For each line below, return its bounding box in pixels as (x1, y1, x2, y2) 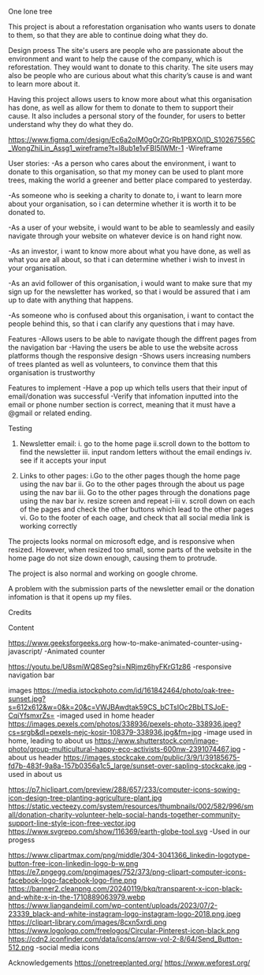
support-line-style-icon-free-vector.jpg (8, 819, 136, 827)
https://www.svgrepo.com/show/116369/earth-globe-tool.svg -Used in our (8, 827, 251, 836)
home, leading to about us (8, 736, 93, 745)
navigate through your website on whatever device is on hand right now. (8, 231, 243, 240)
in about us (26, 770, 63, 778)
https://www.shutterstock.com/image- (94, 736, 219, 745)
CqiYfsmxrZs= (8, 711, 55, 720)
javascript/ (8, 647, 43, 656)
